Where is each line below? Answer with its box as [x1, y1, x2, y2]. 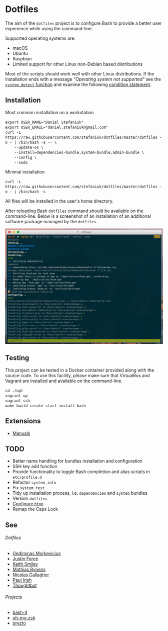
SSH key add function [12, 464, 57, 470]
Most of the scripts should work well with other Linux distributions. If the [5, 70, 154, 76]
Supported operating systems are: [5, 35, 76, 41]
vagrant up [5, 393, 28, 398]
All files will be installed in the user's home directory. [5, 198, 114, 204]
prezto [12, 620, 26, 626]
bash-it [12, 609, 27, 615]
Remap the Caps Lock [12, 506, 58, 512]
